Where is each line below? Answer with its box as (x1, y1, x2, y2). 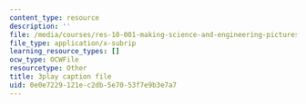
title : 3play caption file (9, 72, 112, 81)
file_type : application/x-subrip (9, 38, 137, 48)
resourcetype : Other (9, 64, 88, 73)
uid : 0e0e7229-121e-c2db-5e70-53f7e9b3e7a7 (9, 80, 178, 90)
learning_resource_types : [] (9, 47, 120, 56)
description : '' (9, 22, 71, 31)
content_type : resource (9, 13, 100, 23)
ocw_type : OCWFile (9, 55, 79, 64)
